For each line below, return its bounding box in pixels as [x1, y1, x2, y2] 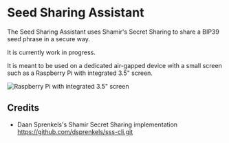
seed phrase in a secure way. [7, 34, 91, 43]
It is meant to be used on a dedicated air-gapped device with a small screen [7, 61, 222, 69]
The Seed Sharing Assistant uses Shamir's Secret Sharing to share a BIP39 [7, 27, 220, 36]
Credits [7, 102, 40, 114]
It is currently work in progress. [7, 48, 96, 56]
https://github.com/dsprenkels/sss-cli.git [17, 127, 133, 135]
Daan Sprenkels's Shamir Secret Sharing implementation [17, 120, 177, 129]
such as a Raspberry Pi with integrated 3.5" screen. [7, 69, 153, 77]
